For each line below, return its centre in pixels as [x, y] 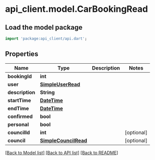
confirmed [20, 116]
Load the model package [44, 27]
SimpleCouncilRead [63, 140]
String [47, 92]
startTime [19, 100]
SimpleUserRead [60, 84]
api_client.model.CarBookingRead [77, 9]
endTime [18, 108]
